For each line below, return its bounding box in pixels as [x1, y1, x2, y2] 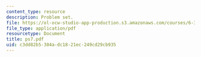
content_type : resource [6, 8, 66, 15]
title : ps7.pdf [6, 36, 44, 42]
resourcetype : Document [6, 31, 66, 37]
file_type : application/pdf [6, 25, 77, 31]
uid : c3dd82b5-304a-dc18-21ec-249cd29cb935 [6, 42, 117, 48]
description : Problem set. [6, 14, 74, 20]
